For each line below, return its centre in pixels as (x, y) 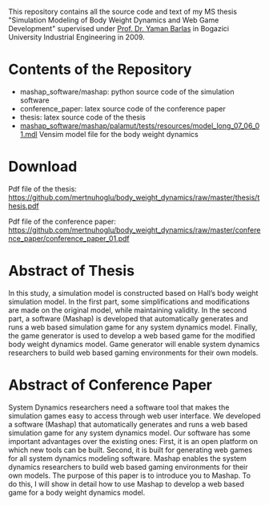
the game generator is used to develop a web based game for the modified (132, 335)
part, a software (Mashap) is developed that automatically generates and (128, 318)
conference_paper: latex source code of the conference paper (123, 108)
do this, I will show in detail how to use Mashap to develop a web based (126, 483)
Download (43, 167)
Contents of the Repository (100, 69)
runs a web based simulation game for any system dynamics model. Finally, (133, 327)
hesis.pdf (24, 206)
